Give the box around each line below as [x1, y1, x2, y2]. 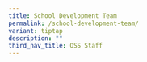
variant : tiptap [8, 27, 63, 35]
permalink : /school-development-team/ [8, 19, 139, 27]
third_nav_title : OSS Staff [8, 42, 103, 50]
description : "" [8, 34, 63, 43]
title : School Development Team [8, 11, 117, 20]
